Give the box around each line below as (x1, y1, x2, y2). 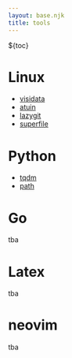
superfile (19, 119, 49, 129)
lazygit (19, 111, 41, 121)
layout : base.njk (8, 11, 65, 20)
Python (8, 147, 56, 165)
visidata (19, 94, 45, 103)
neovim (8, 316, 58, 334)
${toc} (8, 40, 29, 50)
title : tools (8, 19, 51, 27)
